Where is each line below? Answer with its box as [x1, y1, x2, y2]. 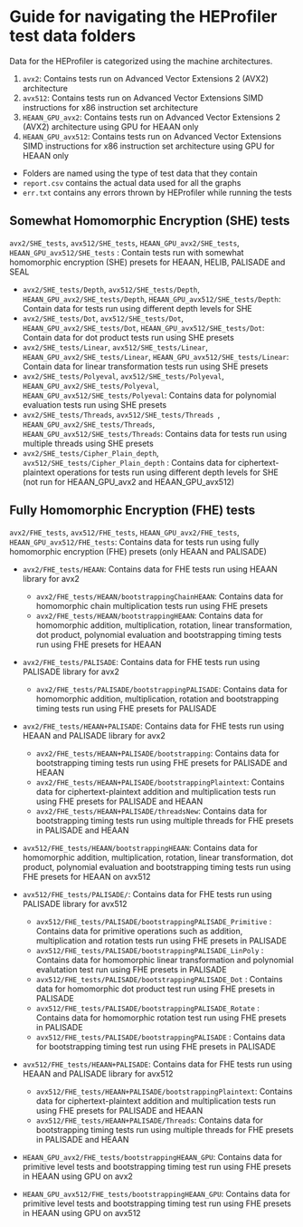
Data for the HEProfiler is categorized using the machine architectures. [9, 55, 273, 66]
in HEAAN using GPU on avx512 [22, 1207, 142, 1218]
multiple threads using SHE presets [22, 438, 154, 449]
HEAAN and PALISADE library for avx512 [22, 1068, 174, 1079]
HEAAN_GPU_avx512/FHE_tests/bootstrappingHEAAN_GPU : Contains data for [22, 1188, 291, 1199]
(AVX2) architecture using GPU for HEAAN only [22, 121, 199, 132]
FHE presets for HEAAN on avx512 [22, 871, 151, 882]
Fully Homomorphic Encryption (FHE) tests [9, 503, 256, 518]
